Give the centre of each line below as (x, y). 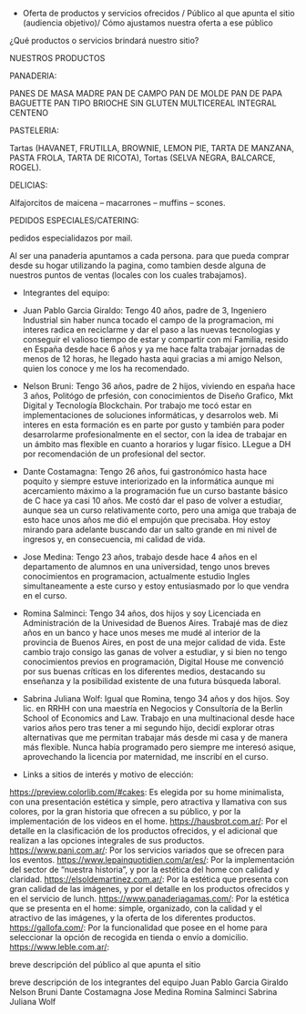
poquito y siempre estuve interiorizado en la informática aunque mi (148, 481)
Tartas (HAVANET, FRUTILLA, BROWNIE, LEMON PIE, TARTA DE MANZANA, (152, 148)
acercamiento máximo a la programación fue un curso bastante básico (155, 491)
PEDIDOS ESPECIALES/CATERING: (74, 220)
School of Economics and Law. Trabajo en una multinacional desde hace (158, 718)
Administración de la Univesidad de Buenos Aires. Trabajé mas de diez (155, 623)
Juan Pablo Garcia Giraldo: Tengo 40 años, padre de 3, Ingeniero (144, 310)
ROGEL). (25, 167)
